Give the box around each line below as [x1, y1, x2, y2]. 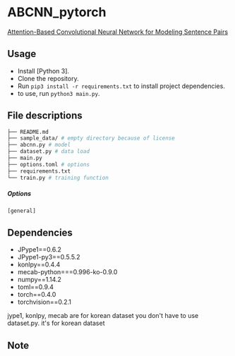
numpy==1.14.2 [17, 276, 62, 284]
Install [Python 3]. [17, 66, 69, 75]
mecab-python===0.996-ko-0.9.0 [17, 268, 118, 276]
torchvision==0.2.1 [17, 297, 72, 307]
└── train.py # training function [7, 174, 109, 181]
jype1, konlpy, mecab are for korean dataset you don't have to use [7, 312, 199, 320]
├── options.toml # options [7, 161, 90, 168]
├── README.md [7, 128, 49, 135]
